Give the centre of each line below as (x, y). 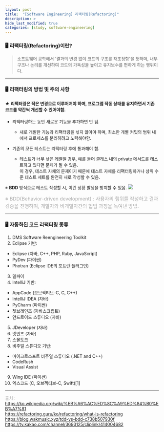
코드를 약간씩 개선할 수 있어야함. (35, 109)
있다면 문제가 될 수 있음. (55, 165)
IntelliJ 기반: (24, 282)
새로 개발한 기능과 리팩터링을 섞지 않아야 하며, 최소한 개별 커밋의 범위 (85, 132)
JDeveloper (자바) (30, 327)
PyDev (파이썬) (27, 259)
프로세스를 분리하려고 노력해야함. (60, 138)
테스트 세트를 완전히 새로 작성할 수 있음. (62, 177)
